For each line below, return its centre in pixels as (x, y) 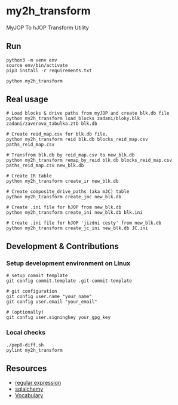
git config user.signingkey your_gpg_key (59, 318)
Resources (27, 368)
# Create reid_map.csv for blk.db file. (57, 134)
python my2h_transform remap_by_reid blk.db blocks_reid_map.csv (89, 160)
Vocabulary (29, 395)
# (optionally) (25, 312)
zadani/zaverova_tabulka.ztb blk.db (52, 124)
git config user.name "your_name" (49, 297)
